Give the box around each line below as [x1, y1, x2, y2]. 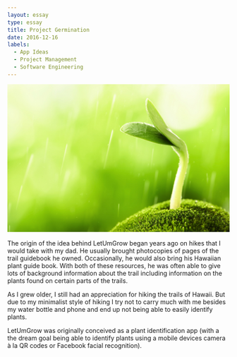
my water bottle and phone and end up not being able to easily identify [7, 305, 213, 314]
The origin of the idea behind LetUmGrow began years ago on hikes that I [7, 239, 221, 248]
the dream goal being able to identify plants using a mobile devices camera [7, 334, 226, 342]
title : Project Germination [7, 26, 90, 33]
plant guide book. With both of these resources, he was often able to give [7, 262, 221, 270]
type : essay [7, 18, 42, 26]
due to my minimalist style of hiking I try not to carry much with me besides [7, 298, 226, 306]
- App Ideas [13, 49, 49, 56]
